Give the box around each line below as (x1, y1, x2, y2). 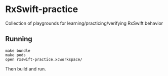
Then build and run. (5, 65, 47, 71)
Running (5, 35, 33, 43)
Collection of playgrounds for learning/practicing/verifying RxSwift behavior (5, 20, 163, 26)
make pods (5, 52, 26, 57)
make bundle (5, 48, 30, 53)
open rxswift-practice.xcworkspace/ (5, 57, 82, 62)
